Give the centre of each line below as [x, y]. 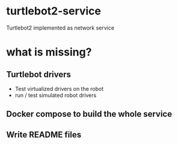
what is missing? [49, 52]
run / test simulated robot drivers [56, 95]
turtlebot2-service [54, 11]
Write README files [44, 135]
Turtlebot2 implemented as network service [60, 28]
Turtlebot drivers [38, 74]
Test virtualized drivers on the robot [59, 89]
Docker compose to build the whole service [89, 114]
